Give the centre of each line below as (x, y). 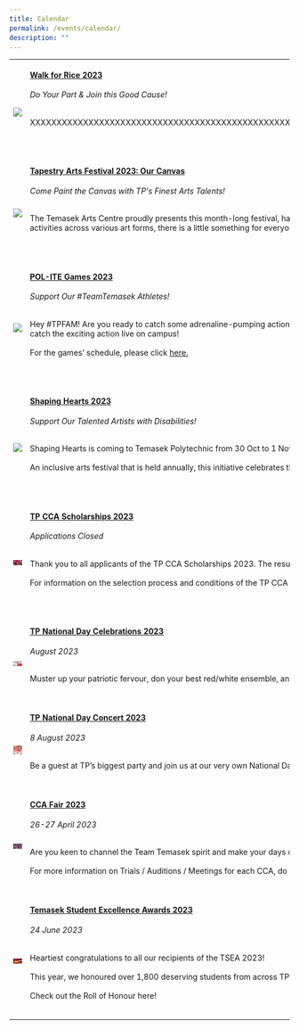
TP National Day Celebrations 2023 (97, 631)
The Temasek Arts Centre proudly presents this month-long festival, (155, 218)
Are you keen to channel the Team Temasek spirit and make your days (158, 852)
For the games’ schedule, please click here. (109, 352)
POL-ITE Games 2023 (71, 276)
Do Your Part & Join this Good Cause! (98, 95)
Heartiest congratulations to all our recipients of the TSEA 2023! (147, 958)
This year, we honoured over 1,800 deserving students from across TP (160, 976)
